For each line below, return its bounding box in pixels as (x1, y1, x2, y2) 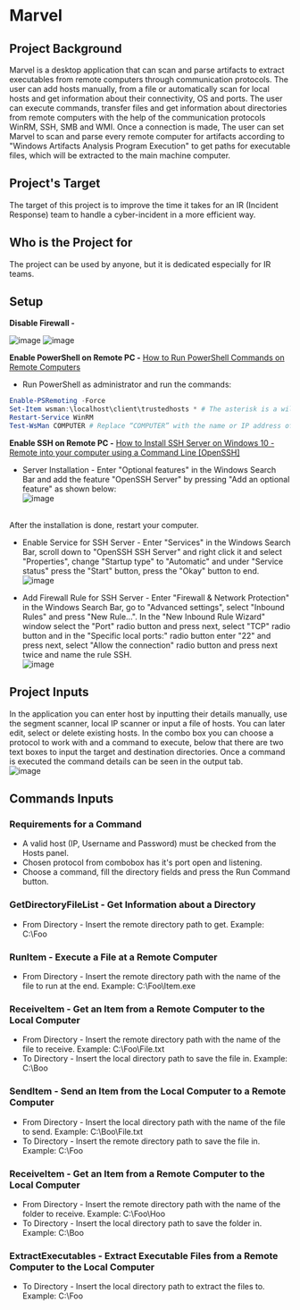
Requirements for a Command (9, 819, 143, 831)
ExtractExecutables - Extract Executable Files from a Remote (9, 1249, 279, 1262)
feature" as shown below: (21, 483, 117, 494)
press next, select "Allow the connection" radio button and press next (21, 640, 279, 651)
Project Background (9, 41, 122, 56)
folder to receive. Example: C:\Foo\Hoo (21, 1208, 166, 1219)
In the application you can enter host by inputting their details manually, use (9, 708, 287, 719)
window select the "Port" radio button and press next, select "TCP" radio (21, 620, 291, 631)
